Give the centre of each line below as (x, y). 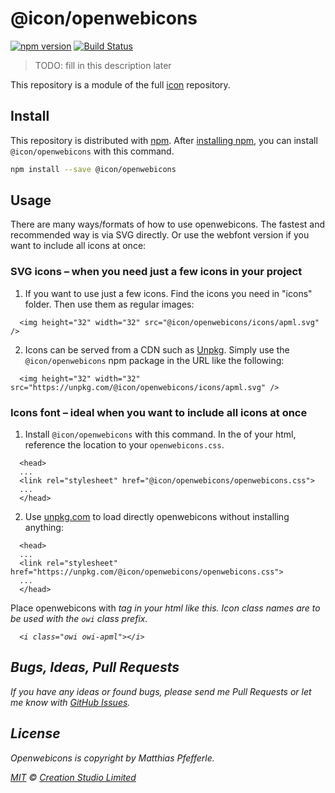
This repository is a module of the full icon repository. (120, 84)
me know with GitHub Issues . (70, 702)
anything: (44, 528)
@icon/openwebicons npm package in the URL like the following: (154, 360)
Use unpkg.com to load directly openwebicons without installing (157, 517)
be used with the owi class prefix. (79, 619)
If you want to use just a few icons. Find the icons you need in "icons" (168, 293)
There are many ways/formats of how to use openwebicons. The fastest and (168, 224)
